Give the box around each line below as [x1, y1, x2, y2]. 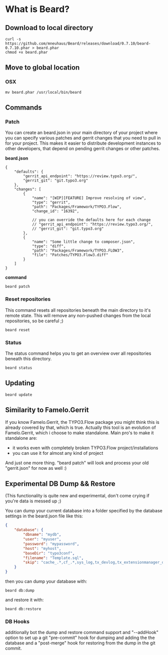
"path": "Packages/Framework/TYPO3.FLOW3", [31, 248, 124, 253]
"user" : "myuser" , [23, 537, 61, 542]
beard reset [5, 327, 30, 332]
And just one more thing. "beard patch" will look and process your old [5, 459, 149, 466]
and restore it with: [5, 597, 44, 603]
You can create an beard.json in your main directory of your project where [5, 130, 158, 136]
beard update [5, 392, 32, 397]
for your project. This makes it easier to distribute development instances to [5, 140, 161, 146]
